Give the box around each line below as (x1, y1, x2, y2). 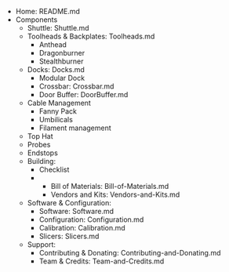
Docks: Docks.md (27, 65, 85, 74)
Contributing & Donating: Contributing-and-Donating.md (38, 248, 221, 257)
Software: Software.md (38, 207, 114, 216)
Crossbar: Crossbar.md (38, 82, 114, 91)
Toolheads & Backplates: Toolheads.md (27, 31, 155, 41)
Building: (27, 157, 56, 165)
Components (15, 15, 58, 24)
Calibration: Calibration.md (38, 223, 125, 232)
